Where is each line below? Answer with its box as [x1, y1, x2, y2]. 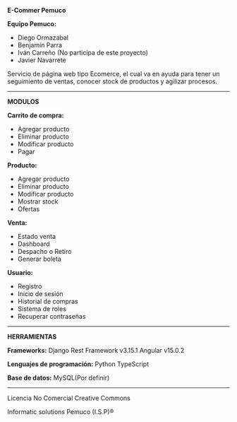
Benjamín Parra [17, 41, 62, 49]
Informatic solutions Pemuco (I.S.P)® [7, 408, 114, 416]
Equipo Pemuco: [7, 20, 56, 28]
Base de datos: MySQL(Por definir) [7, 374, 110, 382]
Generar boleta [17, 254, 62, 263]
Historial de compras [17, 297, 79, 305]
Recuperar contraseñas [17, 312, 86, 320]
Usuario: [7, 269, 33, 276]
